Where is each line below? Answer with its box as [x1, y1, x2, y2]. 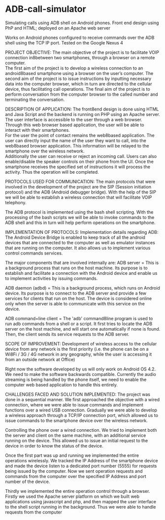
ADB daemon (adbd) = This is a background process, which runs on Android [5, 285, 160, 291]
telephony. [5, 199, 27, 205]
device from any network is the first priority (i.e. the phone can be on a [5, 346, 149, 352]
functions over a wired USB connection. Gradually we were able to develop [5, 407, 158, 413]
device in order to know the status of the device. [5, 443, 103, 448]
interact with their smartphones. [5, 127, 70, 133]
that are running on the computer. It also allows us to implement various [5, 245, 151, 251]
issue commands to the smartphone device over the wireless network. [5, 417, 148, 423]
